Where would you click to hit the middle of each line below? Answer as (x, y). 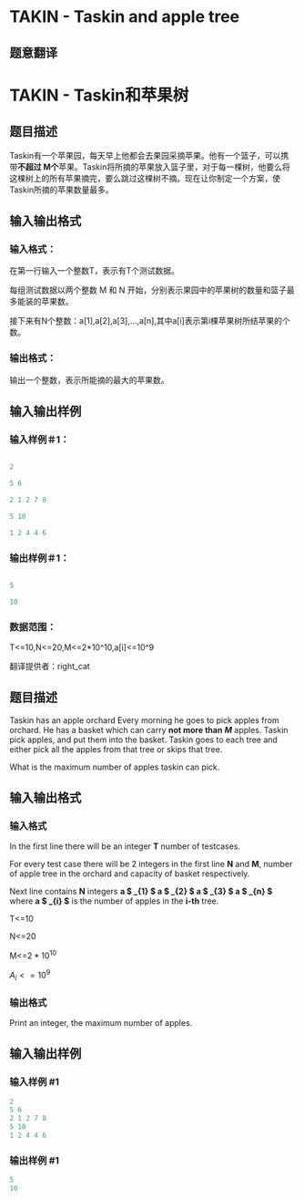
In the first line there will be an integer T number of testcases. (125, 846)
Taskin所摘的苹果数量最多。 (61, 190)
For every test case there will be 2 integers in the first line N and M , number (151, 864)
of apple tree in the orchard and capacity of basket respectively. (130, 874)
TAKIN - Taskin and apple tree (125, 17)
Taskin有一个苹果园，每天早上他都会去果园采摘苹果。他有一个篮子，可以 (145, 155)
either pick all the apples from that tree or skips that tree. (116, 749)
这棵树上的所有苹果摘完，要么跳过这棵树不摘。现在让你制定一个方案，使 (145, 178)
